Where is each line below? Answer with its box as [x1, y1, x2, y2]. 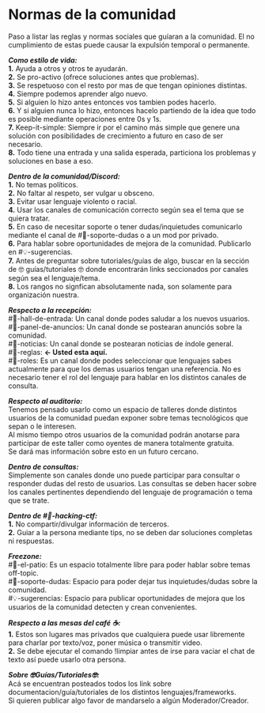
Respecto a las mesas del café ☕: [8, 618, 121, 628]
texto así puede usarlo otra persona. [8, 655, 127, 664]
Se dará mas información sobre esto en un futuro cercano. [8, 447, 199, 456]
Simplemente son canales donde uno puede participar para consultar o [8, 470, 240, 480]
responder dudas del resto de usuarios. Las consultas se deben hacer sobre [8, 478, 257, 488]
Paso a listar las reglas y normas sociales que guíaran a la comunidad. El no [8, 32, 255, 41]
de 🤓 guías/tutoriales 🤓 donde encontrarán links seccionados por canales [8, 264, 249, 274]
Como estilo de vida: [8, 55, 78, 65]
